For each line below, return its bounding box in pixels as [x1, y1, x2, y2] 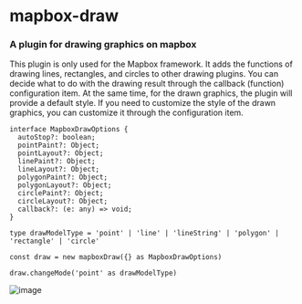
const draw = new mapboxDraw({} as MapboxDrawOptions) [9, 253, 223, 262]
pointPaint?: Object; [17, 141, 100, 151]
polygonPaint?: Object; [17, 173, 108, 183]
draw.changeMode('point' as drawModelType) [9, 268, 178, 278]
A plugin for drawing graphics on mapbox [9, 38, 197, 51]
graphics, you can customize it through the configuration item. [9, 107, 244, 119]
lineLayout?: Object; [17, 165, 100, 174]
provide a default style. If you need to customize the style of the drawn [9, 98, 276, 109]
